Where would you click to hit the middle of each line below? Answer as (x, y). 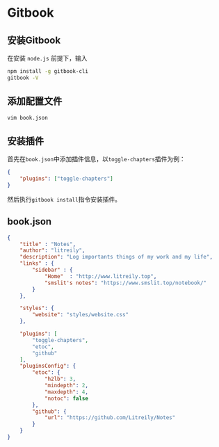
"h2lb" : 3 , (60, 379)
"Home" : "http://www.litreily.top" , (100, 276)
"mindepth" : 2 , (66, 386)
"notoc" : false (66, 398)
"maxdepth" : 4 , (66, 392)
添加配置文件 (35, 101)
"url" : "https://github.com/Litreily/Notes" (110, 418)
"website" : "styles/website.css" (81, 315)
